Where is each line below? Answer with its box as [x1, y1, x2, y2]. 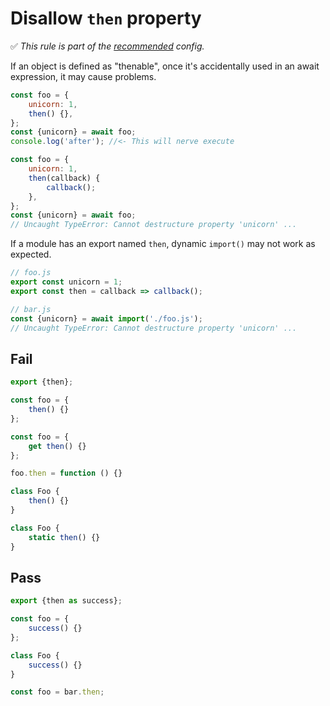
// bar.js [10, 304, 52, 314]
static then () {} [28, 532, 101, 542]
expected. [10, 248, 52, 261]
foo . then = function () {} [10, 468, 123, 479]
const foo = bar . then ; [10, 687, 105, 697]
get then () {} [28, 441, 87, 451]
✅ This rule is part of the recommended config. [10, 40, 205, 52]
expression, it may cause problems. [10, 70, 157, 82]
